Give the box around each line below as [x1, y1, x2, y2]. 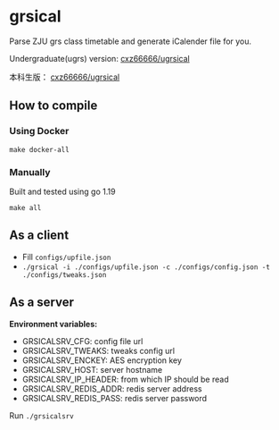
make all [9, 203, 42, 212]
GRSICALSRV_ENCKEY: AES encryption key [21, 355, 183, 366]
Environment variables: [9, 318, 98, 329]
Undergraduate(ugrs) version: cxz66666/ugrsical [9, 53, 190, 63]
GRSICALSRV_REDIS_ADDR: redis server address [21, 383, 202, 394]
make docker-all [9, 145, 70, 154]
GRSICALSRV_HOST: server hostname [21, 364, 163, 375]
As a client [9, 228, 70, 243]
